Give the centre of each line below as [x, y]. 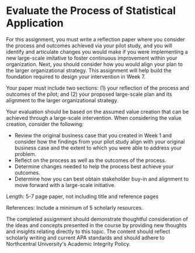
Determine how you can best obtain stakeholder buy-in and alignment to [101, 179]
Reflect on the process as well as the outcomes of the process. [90, 160]
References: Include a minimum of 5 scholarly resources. [74, 207]
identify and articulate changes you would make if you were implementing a [97, 51]
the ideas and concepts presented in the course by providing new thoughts [96, 225]
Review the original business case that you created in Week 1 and [93, 135]
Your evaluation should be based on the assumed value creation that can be [97, 112]
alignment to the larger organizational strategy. [62, 100]
